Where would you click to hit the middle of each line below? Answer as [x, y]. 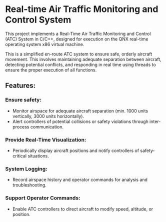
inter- [155, 121]
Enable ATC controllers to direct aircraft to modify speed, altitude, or [83, 209]
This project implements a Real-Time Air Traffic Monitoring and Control [78, 33]
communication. [47, 126]
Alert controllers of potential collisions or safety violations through [80, 121]
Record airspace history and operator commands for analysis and [80, 180]
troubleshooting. [29, 185]
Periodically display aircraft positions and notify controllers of [75, 150]
